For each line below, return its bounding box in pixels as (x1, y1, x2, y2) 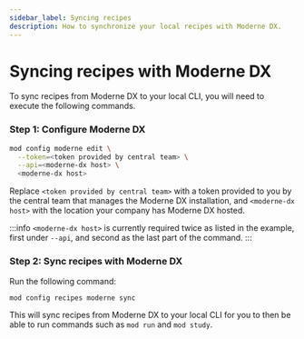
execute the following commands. (9, 101, 136, 112)
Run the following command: (9, 275, 116, 286)
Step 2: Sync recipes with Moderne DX (9, 255, 183, 268)
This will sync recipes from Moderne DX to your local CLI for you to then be (9, 310, 291, 321)
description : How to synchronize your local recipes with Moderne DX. (9, 22, 282, 31)
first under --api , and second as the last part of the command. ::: (9, 233, 252, 244)
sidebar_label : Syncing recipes (9, 13, 132, 23)
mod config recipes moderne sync (9, 293, 136, 303)
